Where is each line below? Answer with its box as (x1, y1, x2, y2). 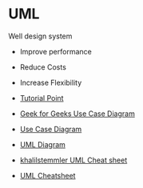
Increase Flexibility (19, 78, 82, 87)
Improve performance (19, 46, 92, 56)
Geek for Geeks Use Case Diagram (19, 109, 136, 118)
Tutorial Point (19, 93, 64, 102)
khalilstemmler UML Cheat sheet (19, 155, 128, 165)
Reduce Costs (19, 62, 66, 72)
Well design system (8, 31, 73, 41)
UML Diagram (19, 139, 66, 149)
